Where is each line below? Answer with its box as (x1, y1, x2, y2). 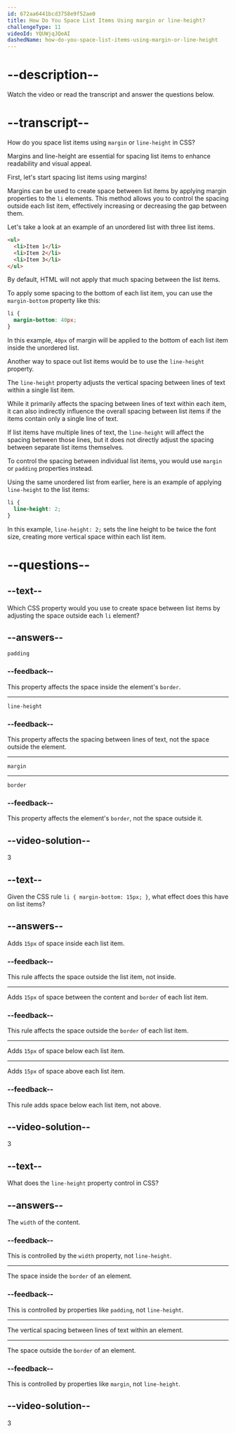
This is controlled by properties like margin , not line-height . (7, 1379, 181, 1388)
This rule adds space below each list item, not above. (7, 1100, 162, 1109)
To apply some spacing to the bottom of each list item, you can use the (7, 289, 213, 297)
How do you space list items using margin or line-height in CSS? (7, 138, 195, 147)
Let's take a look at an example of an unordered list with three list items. (7, 223, 216, 231)
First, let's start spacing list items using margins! (7, 173, 147, 181)
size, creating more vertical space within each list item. (7, 532, 166, 541)
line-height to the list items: (7, 486, 90, 493)
